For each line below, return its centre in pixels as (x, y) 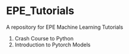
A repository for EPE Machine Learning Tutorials (64, 27)
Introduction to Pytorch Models (52, 45)
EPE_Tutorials (40, 11)
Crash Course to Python (44, 38)
